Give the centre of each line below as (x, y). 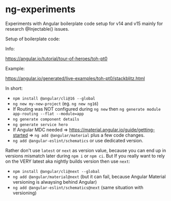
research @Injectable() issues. (37, 29)
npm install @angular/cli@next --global (56, 171)
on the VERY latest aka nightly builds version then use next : (68, 161)
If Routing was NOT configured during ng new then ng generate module (87, 109)
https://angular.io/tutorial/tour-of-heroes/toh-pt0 (56, 58)
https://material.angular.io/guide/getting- (112, 130)
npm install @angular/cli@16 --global (54, 98)
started (20, 135)
